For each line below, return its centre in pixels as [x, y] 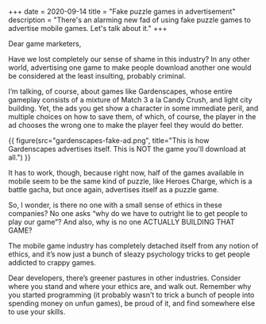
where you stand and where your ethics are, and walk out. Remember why [130, 286]
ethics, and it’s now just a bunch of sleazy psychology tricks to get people [129, 254]
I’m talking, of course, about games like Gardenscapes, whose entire [120, 91]
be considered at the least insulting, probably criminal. [97, 76]
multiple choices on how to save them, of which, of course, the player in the [132, 117]
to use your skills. [37, 312]
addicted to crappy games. [52, 262]
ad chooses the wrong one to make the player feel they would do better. [126, 125]
